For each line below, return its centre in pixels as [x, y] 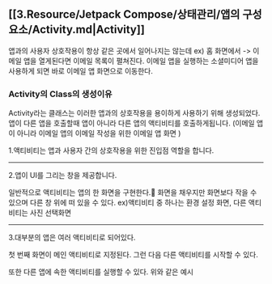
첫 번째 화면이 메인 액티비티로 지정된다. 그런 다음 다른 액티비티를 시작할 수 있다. [134, 255]
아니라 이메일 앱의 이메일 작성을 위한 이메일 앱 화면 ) [99, 134]
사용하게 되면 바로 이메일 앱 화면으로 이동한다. [81, 70]
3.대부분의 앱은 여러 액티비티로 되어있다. [72, 238]
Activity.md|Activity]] [89, 30]
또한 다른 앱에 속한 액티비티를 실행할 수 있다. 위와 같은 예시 [101, 272]
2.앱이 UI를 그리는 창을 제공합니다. [63, 176]
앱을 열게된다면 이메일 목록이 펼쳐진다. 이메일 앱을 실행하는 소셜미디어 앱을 [141, 61]
